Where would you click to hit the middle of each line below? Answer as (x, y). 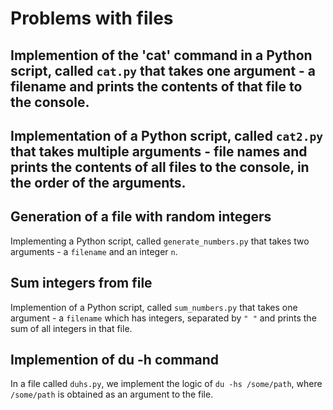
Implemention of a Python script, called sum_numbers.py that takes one (154, 307)
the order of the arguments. (98, 182)
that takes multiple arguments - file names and (159, 151)
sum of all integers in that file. (71, 328)
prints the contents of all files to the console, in (160, 167)
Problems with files (92, 18)
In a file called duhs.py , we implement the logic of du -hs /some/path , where (166, 384)
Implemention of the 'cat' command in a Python (161, 55)
